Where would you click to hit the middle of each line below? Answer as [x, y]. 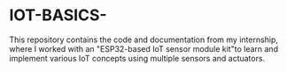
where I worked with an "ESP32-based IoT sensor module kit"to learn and [144, 48]
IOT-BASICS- [58, 15]
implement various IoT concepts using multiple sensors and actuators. [137, 58]
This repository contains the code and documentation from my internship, [144, 40]
